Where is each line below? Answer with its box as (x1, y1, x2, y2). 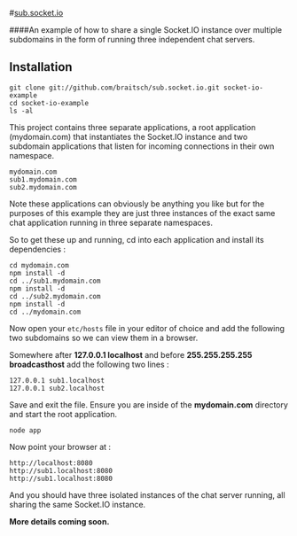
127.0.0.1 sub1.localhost (9, 376, 105, 385)
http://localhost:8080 (9, 458, 93, 468)
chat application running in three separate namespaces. (9, 217, 213, 228)
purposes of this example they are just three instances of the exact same (9, 207, 276, 218)
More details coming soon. (9, 516, 110, 526)
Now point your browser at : (9, 441, 112, 452)
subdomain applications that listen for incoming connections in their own (9, 141, 275, 151)
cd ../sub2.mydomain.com (9, 291, 101, 300)
